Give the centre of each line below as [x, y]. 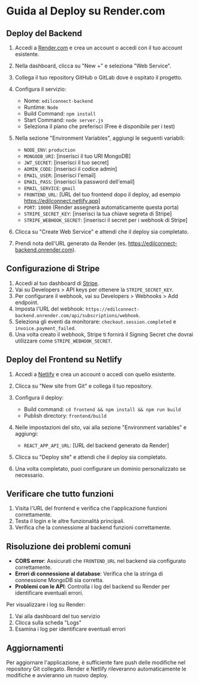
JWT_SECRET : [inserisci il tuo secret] [66, 163]
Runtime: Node [41, 107]
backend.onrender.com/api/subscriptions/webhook [77, 315]
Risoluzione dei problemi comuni [69, 546]
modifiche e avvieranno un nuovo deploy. [57, 675]
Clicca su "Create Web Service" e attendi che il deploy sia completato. [102, 232]
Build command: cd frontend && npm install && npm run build [102, 409]
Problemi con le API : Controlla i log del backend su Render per [92, 587]
